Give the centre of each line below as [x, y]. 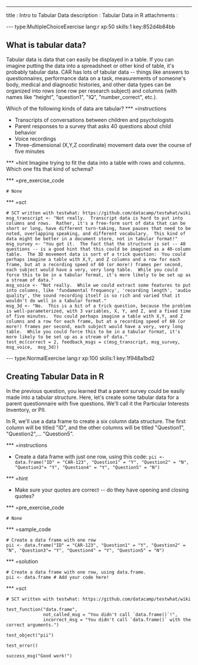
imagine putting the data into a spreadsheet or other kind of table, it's [90, 65]
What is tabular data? [46, 45]
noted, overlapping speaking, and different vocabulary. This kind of [96, 234]
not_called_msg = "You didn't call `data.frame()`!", [110, 614]
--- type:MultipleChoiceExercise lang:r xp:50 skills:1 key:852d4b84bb [91, 27]
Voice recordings [35, 139]
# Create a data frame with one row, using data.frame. [76, 572]
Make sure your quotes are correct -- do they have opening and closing [102, 490]
